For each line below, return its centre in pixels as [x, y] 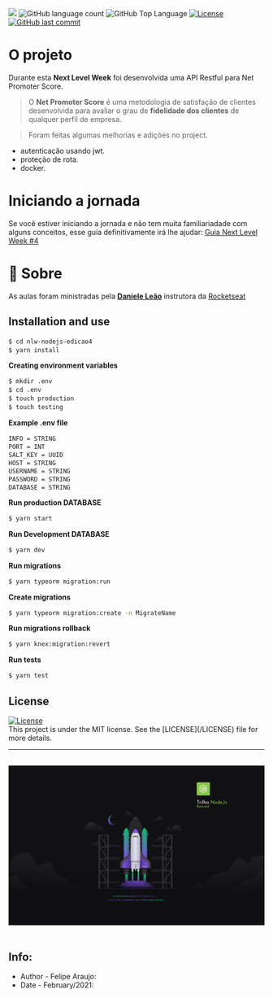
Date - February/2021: [57, 985]
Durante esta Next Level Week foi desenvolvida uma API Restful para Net [131, 77]
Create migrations [40, 597]
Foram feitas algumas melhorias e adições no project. [118, 135]
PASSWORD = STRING [39, 479]
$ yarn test [28, 676]
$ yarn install [34, 350]
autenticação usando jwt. [63, 150]
